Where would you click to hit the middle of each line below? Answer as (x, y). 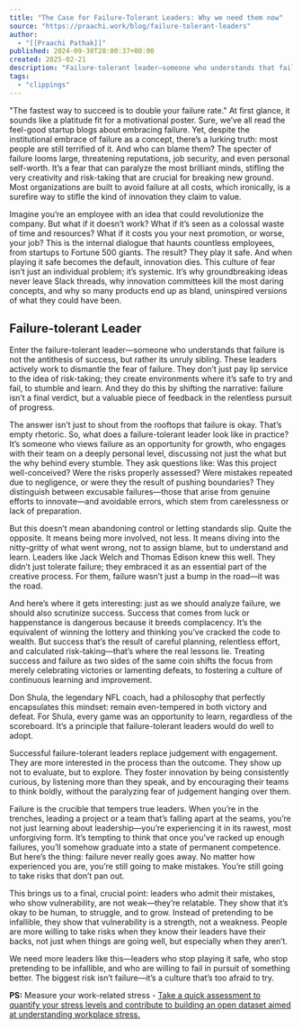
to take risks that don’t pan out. (67, 876)
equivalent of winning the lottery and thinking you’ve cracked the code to (145, 633)
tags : (19, 77)
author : (24, 34)
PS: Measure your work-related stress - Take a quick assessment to (135, 996)
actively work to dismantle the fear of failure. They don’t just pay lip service (149, 369)
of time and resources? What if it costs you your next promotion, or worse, (147, 233)
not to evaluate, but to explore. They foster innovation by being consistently (149, 772)
